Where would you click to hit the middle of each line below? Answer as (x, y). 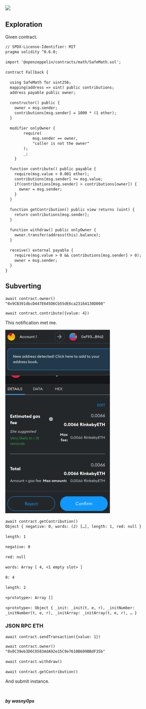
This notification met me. (31, 322)
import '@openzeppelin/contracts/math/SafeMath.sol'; (63, 62)
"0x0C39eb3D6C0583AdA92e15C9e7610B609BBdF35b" (55, 651)
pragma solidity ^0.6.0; (31, 52)
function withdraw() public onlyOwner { (53, 230)
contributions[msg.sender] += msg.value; (59, 179)
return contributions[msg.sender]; (52, 215)
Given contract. (21, 37)
